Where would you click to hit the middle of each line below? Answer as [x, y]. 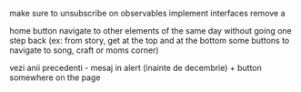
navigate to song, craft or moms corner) [84, 50]
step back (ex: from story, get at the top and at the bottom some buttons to [150, 41]
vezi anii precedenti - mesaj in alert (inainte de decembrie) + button [135, 68]
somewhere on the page [55, 77]
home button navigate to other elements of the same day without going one [151, 31]
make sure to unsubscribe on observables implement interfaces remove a [147, 13]
